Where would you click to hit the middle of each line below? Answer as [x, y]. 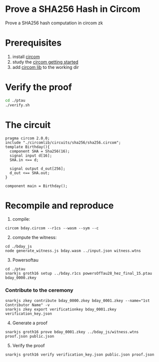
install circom [26, 57]
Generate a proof [30, 323]
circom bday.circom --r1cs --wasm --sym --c [52, 228]
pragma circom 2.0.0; [28, 138]
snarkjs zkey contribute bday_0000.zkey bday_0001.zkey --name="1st [78, 301]
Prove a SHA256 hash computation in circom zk [54, 23]
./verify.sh [17, 105]
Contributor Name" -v [28, 305]
